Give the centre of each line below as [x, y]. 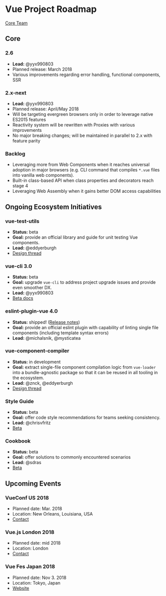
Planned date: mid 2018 [37, 543]
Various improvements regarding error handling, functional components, [86, 74]
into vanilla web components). [43, 175]
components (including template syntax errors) [60, 333]
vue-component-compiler [37, 351]
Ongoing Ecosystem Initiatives [53, 207]
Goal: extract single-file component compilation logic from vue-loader [84, 367]
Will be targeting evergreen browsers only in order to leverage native [83, 114]
